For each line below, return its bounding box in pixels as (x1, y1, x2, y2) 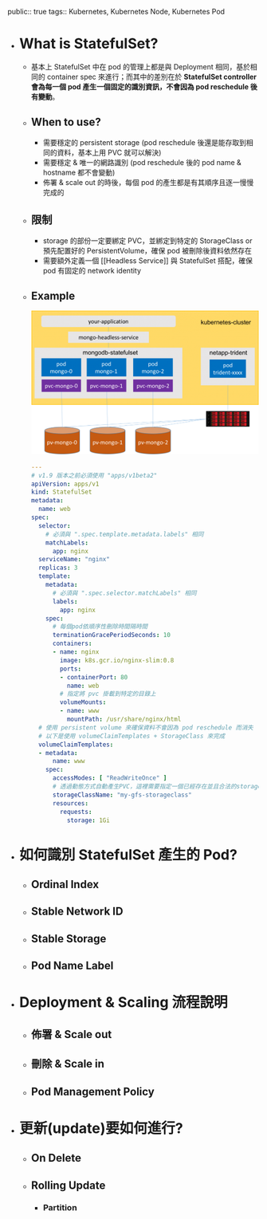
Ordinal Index (30, 878, 100, 891)
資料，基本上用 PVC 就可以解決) (57, 147, 162, 157)
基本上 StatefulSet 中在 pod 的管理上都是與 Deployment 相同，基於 (30, 61, 250, 71)
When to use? (30, 116, 101, 129)
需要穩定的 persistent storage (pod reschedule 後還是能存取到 (42, 137, 246, 147)
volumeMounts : (59, 698, 107, 706)
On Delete (30, 1151, 81, 1165)
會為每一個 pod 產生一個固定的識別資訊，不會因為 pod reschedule (30, 81, 249, 91)
